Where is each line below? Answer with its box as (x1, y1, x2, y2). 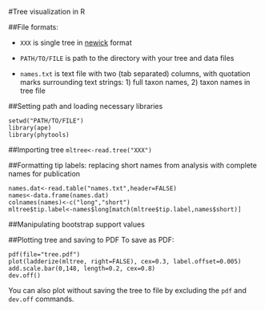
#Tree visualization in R (8, 7, 86, 16)
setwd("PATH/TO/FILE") (8, 117, 84, 125)
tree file (19, 86, 46, 95)
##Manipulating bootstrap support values (8, 219, 146, 229)
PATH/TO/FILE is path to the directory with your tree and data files (19, 54, 235, 62)
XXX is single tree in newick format (19, 38, 132, 47)
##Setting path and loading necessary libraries (8, 102, 163, 111)
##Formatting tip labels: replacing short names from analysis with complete (8, 160, 258, 170)
